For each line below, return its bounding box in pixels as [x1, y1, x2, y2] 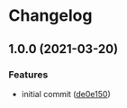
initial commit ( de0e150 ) [21, 88, 111, 99]
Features [8, 68, 49, 81]
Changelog [8, 5, 93, 26]
